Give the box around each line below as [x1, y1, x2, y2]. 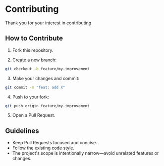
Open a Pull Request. [12, 112, 55, 118]
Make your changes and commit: [12, 75, 80, 81]
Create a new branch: [12, 57, 57, 63]
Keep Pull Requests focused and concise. [12, 140, 98, 146]
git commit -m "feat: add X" [5, 85, 65, 90]
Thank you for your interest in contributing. [5, 20, 93, 26]
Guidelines [5, 126, 39, 135]
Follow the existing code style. [12, 145, 75, 151]
